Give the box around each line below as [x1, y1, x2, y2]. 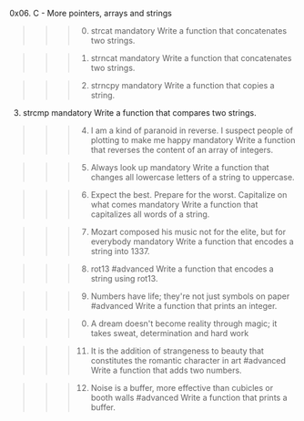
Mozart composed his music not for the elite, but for [90, 227, 287, 237]
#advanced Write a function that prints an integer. [90, 301, 278, 311]
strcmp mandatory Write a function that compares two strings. [22, 108, 257, 118]
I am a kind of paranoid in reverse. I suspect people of [90, 125, 294, 136]
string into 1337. [90, 246, 150, 256]
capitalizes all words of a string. [90, 209, 210, 220]
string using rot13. [90, 273, 158, 283]
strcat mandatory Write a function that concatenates [90, 26, 288, 36]
